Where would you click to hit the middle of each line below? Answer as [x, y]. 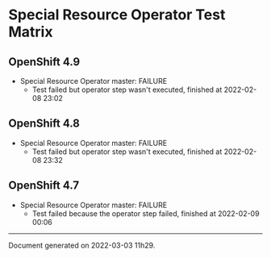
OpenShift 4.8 [44, 124]
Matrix [31, 32]
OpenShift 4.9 [44, 62]
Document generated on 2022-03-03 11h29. [82, 245]
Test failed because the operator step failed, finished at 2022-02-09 [146, 213]
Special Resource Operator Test [117, 15]
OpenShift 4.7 [44, 186]
